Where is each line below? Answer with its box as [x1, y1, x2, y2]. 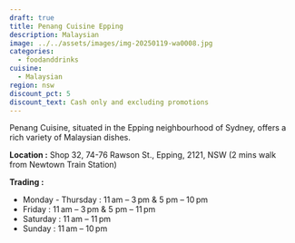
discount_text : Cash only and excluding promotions [9, 97, 209, 107]
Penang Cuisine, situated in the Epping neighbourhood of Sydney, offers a [9, 122, 287, 133]
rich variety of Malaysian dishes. [9, 132, 132, 143]
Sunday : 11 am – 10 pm [22, 223, 108, 234]
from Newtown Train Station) [9, 160, 118, 170]
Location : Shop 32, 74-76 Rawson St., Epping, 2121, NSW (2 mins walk [9, 150, 277, 160]
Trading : [9, 177, 44, 188]
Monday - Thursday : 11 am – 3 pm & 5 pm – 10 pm [22, 194, 209, 205]
